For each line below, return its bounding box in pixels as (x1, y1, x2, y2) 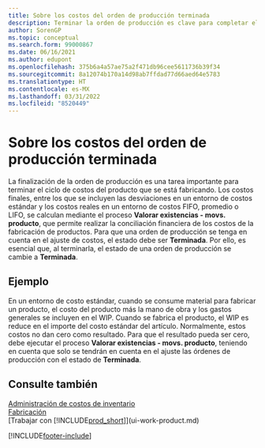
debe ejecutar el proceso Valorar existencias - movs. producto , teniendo (8, 337, 248, 348)
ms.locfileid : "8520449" (8, 100, 90, 107)
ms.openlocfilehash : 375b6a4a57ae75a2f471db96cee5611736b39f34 (8, 63, 221, 71)
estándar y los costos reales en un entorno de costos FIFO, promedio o (8, 202, 239, 212)
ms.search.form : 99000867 (8, 41, 93, 49)
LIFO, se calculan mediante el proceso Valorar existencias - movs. (8, 210, 226, 220)
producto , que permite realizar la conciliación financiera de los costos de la (8, 219, 254, 228)
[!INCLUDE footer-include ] (8, 431, 92, 440)
